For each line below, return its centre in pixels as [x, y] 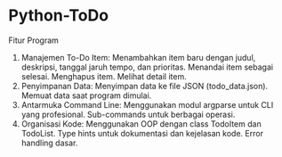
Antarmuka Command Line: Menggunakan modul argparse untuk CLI [147, 104]
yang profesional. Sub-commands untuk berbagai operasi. [128, 114]
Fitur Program [34, 40]
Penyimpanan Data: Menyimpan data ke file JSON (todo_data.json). [145, 86]
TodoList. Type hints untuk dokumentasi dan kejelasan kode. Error [142, 133]
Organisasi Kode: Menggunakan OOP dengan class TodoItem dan [141, 124]
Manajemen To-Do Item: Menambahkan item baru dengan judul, [138, 57]
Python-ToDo [58, 16]
